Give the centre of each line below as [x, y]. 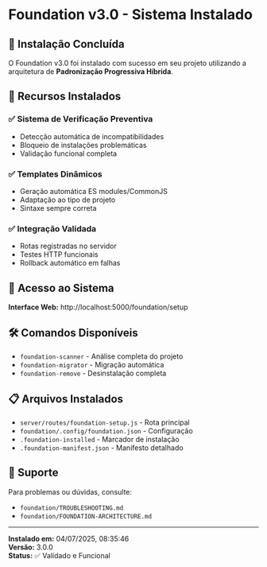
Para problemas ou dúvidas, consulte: [70, 491]
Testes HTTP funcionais [59, 254]
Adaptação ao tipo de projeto [68, 200]
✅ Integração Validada [52, 228]
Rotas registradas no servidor [68, 246]
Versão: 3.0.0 [31, 547]
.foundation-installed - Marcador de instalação [100, 439]
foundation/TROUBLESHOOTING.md [72, 508]
